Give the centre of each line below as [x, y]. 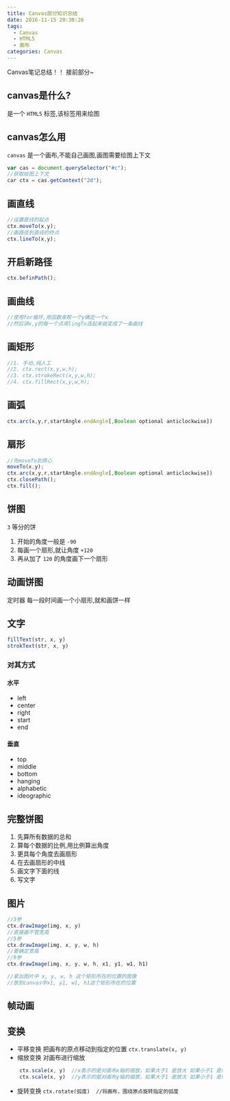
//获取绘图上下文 [28, 174]
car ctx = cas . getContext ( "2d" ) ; [55, 181]
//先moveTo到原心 [30, 460]
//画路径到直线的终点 [33, 232]
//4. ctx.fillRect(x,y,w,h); [49, 382]
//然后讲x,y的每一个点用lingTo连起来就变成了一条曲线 [75, 324]
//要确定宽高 [23, 951]
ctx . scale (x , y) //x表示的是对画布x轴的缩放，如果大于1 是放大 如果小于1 [116, 1070]
